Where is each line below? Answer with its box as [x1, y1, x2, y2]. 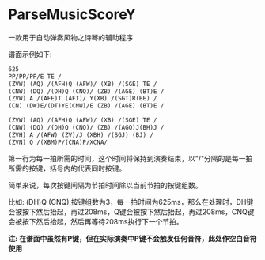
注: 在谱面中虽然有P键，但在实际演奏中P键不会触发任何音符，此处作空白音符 [8, 233, 257, 243]
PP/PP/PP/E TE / [8, 73, 62, 81]
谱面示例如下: [8, 49, 53, 58]
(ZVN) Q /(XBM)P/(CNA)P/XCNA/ [8, 138, 108, 146]
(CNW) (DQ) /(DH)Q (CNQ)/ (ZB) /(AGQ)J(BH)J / [8, 124, 165, 132]
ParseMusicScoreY [8, 6, 136, 24]
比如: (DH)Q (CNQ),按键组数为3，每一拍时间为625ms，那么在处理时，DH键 [8, 197, 254, 206]
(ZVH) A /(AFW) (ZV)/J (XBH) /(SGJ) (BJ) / [8, 130, 154, 139]
